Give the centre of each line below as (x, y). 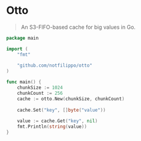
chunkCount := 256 (40, 93)
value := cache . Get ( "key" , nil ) (57, 121)
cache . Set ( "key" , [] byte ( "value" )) (61, 110)
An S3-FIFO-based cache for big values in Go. (78, 27)
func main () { (24, 82)
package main (22, 38)
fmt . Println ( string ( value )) (52, 127)
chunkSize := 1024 (40, 88)
